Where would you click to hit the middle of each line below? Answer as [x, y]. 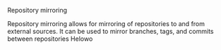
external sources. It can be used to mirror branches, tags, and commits [110, 31]
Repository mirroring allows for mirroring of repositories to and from [106, 24]
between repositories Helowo [50, 39]
